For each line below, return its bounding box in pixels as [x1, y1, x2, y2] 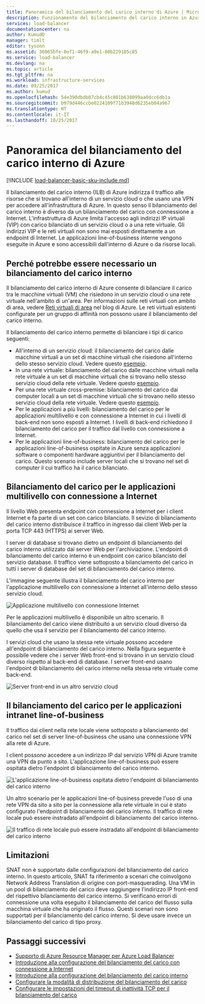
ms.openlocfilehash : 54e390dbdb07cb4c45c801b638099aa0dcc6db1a [6, 94, 171, 100]
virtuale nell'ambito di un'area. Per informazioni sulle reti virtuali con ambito [6, 298, 196, 304]
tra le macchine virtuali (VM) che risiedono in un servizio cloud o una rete [6, 291, 191, 298]
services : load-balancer [6, 20, 70, 26]
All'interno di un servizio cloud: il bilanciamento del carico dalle [15, 347, 174, 354]
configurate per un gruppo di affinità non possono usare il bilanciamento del [6, 310, 198, 317]
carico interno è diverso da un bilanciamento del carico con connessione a [6, 208, 194, 215]
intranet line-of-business [6, 710, 104, 721]
